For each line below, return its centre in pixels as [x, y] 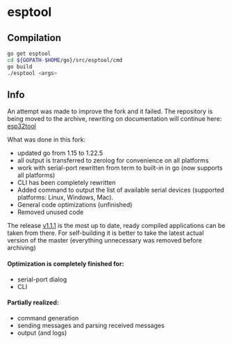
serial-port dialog [42, 279]
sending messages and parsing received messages [91, 325]
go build [20, 67]
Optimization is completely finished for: [66, 263]
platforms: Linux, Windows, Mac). [65, 197]
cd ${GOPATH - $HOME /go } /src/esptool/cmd [65, 60]
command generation [48, 318]
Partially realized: [33, 302]
